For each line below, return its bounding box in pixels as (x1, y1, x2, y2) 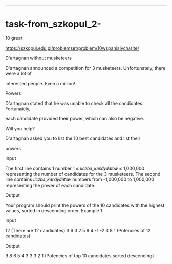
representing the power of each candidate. (5, 182, 96, 188)
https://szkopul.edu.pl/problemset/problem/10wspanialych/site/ (5, 45, 140, 51)
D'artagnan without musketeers (5, 55, 72, 61)
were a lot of (5, 70, 32, 76)
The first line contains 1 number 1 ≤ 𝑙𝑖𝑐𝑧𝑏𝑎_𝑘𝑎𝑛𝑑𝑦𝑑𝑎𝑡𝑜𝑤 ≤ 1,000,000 (5, 165, 145, 171)
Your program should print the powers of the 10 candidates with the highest (5, 202, 165, 208)
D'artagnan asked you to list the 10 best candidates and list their (5, 135, 141, 141)
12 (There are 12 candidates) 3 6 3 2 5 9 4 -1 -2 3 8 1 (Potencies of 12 (5, 227, 151, 233)
